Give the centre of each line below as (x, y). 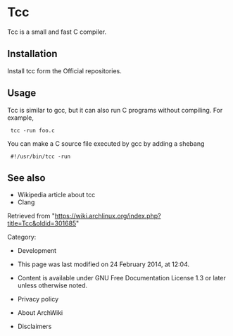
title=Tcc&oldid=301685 (42, 223)
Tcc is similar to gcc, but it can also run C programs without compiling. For (115, 110)
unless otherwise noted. (52, 285)
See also (26, 178)
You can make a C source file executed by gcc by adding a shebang (106, 143)
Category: (22, 237)
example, (20, 118)
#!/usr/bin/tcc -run (40, 156)
